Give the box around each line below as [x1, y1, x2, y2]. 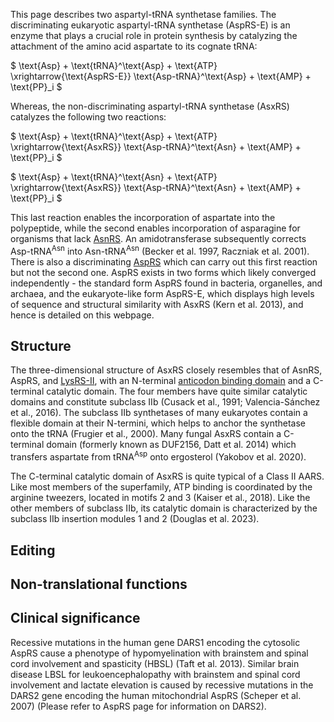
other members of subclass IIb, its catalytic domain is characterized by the [10, 502, 318, 514]
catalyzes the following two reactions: [10, 111, 167, 123]
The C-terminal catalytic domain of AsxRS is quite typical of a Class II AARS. [10, 470, 325, 483]
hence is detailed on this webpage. [10, 309, 155, 321]
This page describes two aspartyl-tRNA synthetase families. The [10, 9, 277, 20]
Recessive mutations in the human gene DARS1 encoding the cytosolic [10, 636, 301, 648]
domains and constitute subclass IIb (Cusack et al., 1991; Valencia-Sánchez [10, 396, 321, 408]
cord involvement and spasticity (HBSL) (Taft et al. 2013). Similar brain [10, 657, 300, 669]
